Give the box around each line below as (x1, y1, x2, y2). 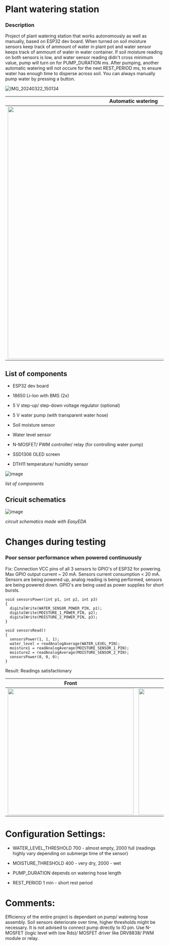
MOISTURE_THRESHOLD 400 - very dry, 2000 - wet (12, 860, 121, 866)
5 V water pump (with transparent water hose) (12, 412, 109, 418)
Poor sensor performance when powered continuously (5, 554, 142, 561)
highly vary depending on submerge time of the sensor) (12, 850, 128, 856)
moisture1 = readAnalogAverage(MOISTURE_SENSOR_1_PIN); (10, 645, 129, 651)
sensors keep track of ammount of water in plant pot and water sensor (5, 44, 152, 50)
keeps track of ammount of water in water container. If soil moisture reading (5, 49, 162, 55)
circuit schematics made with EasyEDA (5, 518, 87, 524)
